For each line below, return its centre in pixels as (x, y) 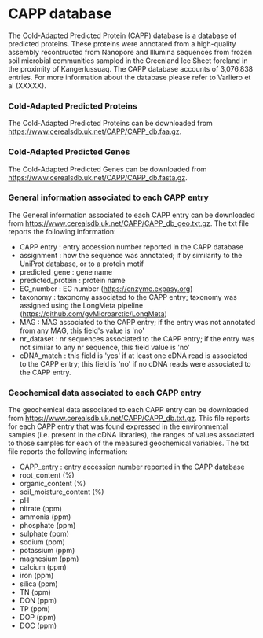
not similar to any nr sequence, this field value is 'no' (105, 347)
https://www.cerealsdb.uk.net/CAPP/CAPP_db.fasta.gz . (98, 177)
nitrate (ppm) (41, 509)
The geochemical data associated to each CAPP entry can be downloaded (128, 410)
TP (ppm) (35, 609)
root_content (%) (47, 475)
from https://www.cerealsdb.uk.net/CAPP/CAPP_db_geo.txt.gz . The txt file (129, 223)
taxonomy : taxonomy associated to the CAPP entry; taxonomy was (128, 297)
